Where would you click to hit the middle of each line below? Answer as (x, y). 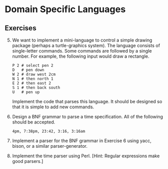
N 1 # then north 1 (33, 79)
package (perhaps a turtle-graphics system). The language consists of (86, 46)
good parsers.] (28, 161)
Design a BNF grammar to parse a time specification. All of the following (88, 117)
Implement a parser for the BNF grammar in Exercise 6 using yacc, (82, 141)
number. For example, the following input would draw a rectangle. (81, 56)
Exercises (21, 28)
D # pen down (28, 70)
